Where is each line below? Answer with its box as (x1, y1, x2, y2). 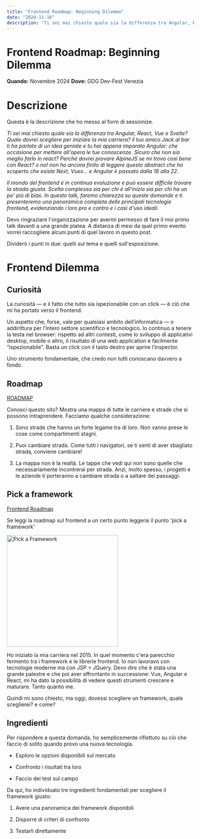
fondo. (7, 361, 23, 369)
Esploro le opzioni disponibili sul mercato (15, 752, 116, 759)
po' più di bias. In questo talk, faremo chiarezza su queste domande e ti (7, 192, 183, 199)
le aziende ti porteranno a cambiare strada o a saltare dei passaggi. (15, 472, 180, 480)
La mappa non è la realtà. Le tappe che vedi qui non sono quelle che (15, 459, 183, 467)
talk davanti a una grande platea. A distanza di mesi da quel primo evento (7, 223, 186, 230)
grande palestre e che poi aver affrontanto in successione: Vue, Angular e (7, 670, 188, 677)
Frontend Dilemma (7, 261, 100, 274)
